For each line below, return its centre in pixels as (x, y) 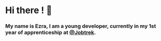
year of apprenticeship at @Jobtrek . (50, 32)
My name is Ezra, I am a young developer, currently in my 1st (81, 26)
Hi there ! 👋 (29, 10)
